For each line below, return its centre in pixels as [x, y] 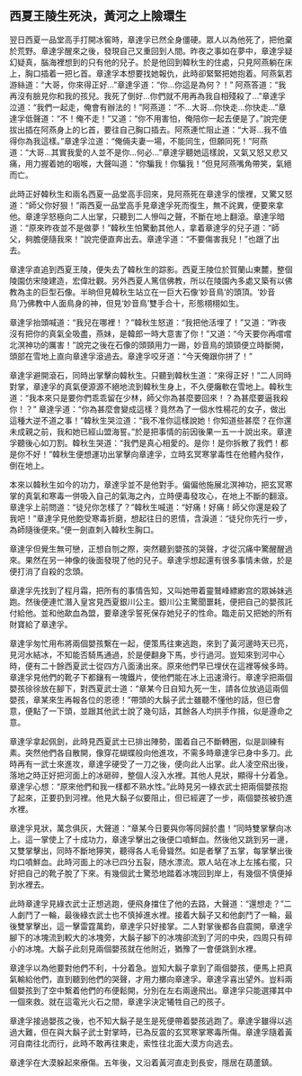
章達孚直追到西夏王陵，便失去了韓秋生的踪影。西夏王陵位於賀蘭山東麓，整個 [151, 269]
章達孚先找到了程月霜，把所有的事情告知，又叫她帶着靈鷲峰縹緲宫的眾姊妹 [147, 590]
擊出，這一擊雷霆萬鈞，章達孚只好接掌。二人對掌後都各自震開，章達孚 [163, 926]
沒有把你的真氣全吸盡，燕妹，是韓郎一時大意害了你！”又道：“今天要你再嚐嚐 [151, 333]
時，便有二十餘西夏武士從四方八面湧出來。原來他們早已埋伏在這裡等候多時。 [151, 666]
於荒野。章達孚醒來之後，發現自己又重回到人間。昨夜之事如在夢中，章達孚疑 [151, 50]
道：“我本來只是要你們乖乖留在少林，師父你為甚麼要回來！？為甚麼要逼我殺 [149, 397]
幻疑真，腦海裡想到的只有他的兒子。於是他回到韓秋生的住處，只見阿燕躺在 [147, 62]
